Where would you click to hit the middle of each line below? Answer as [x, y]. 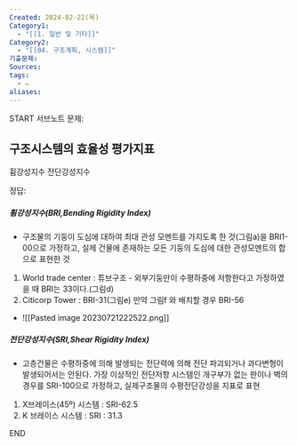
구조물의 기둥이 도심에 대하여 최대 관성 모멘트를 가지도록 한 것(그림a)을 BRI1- [155, 237]
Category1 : [29, 26]
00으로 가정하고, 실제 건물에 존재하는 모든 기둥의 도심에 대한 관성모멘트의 [149, 248]
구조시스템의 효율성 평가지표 [82, 149]
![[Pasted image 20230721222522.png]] [96, 318]
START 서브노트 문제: [47, 118]
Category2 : [29, 42]
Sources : [25, 68]
